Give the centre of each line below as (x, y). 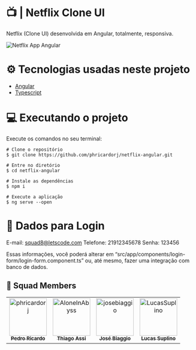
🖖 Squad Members (41, 286)
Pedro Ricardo (28, 339)
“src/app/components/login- (150, 254)
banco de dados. (27, 267)
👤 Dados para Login (55, 226)
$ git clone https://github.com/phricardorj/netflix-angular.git (89, 155)
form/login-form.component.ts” (45, 261)
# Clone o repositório (34, 149)
